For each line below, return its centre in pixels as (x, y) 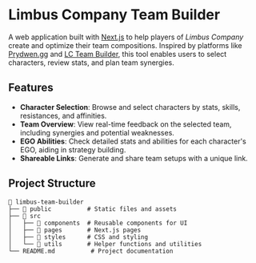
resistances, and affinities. (63, 115)
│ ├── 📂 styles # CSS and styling (78, 237)
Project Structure (52, 183)
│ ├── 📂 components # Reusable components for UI (98, 223)
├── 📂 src (25, 216)
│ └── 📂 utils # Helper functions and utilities (105, 244)
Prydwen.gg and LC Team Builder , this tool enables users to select (118, 54)
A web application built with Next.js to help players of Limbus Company (126, 37)
